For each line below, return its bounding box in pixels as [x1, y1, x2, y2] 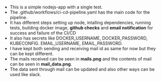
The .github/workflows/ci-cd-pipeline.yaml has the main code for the [9, 9, 150, 15]
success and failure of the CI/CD [9, 30, 76, 36]
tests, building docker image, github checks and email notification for [9, 25, 154, 31]
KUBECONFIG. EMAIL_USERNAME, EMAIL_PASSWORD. [9, 40, 123, 46]
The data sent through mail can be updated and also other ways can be [9, 66, 155, 72]
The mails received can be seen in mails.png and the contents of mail [9, 56, 152, 61]
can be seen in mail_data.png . [9, 61, 72, 67]
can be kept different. [9, 51, 54, 57]
